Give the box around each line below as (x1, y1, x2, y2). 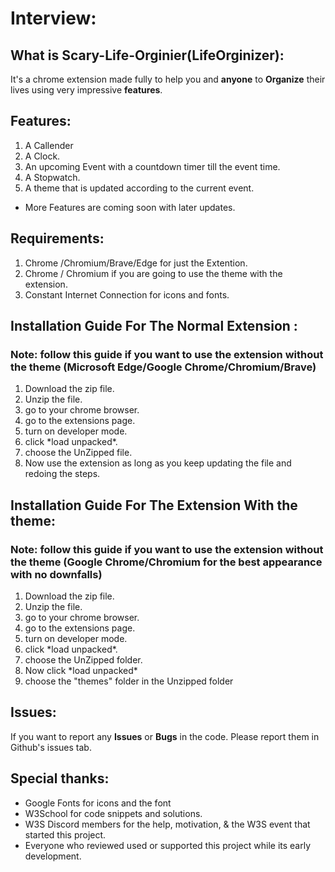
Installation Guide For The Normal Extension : (10, 318, 298, 335)
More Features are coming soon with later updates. (24, 201, 236, 213)
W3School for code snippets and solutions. (24, 807, 203, 819)
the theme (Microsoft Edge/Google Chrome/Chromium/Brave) (10, 360, 317, 374)
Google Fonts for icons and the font (24, 797, 172, 809)
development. (24, 850, 82, 862)
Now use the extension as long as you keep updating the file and (24, 457, 292, 469)
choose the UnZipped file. (24, 447, 133, 459)
